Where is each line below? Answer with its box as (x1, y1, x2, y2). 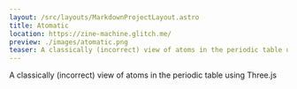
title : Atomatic (9, 21, 69, 30)
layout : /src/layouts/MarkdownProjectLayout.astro (9, 12, 200, 22)
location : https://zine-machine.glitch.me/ (9, 29, 172, 38)
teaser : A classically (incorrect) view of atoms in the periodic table (9, 46, 283, 55)
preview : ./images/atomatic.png (9, 37, 128, 47)
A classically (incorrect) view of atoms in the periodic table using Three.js (9, 70, 277, 80)
